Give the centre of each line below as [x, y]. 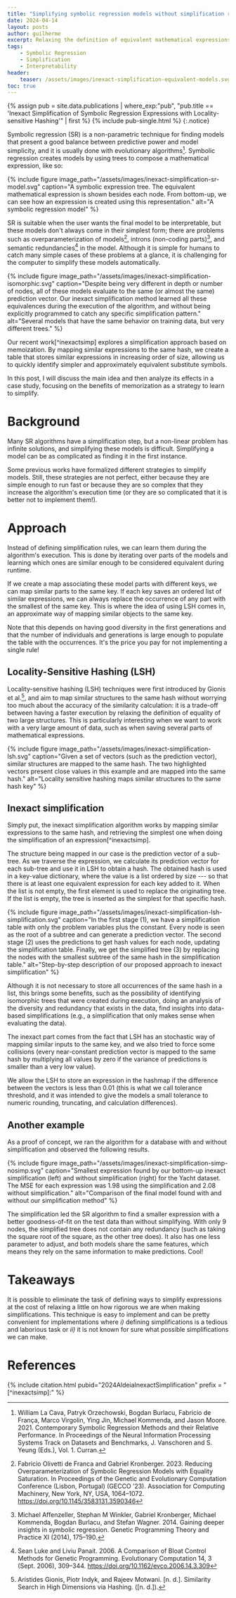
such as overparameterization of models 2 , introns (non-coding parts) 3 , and [116, 238]
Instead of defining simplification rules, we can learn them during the [107, 548]
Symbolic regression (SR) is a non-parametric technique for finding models [116, 135]
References [41, 1365]
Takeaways [41, 1280]
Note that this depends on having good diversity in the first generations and [117, 628]
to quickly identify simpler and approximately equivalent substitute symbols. [117, 365]
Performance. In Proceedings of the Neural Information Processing [114, 1435]
